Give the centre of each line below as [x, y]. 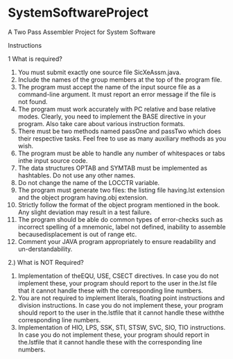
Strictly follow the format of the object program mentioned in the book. [119, 204]
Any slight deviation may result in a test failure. [85, 212]
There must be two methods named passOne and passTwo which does [119, 131]
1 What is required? [35, 59]
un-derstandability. [45, 249]
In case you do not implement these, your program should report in [114, 335]
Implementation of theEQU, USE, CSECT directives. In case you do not [118, 276]
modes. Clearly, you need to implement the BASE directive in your [112, 116]
